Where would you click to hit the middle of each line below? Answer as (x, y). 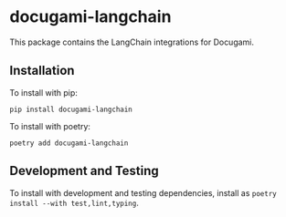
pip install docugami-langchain (71, 109)
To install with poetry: (50, 126)
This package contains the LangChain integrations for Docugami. (132, 42)
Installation (42, 71)
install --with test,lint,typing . (74, 202)
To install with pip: (43, 92)
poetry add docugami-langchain (69, 143)
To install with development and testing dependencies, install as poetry (143, 192)
